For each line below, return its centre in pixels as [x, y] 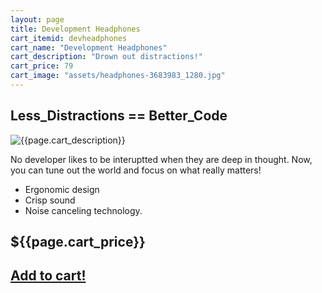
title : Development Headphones [75, 29]
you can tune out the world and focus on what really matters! [136, 170]
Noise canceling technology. [83, 210]
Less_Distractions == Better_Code [119, 116]
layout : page [37, 19]
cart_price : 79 [42, 66]
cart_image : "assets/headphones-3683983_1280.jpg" [118, 76]
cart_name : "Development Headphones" [89, 47]
